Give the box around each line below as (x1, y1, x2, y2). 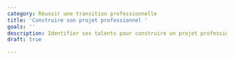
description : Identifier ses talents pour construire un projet (7, 29, 198, 37)
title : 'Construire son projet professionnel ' (7, 17, 148, 24)
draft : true (7, 36, 42, 43)
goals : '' (7, 23, 36, 30)
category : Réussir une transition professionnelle (7, 10, 157, 17)
